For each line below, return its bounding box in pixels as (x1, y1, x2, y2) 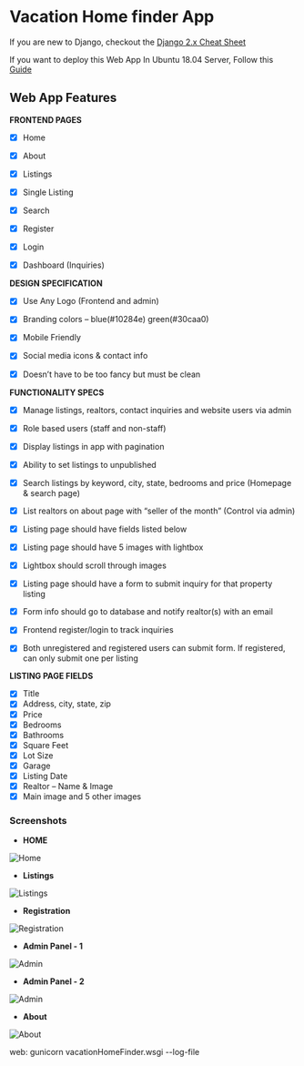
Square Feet (22, 739, 69, 750)
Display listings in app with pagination (22, 441, 165, 452)
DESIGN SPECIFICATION (9, 278, 103, 289)
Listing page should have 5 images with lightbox (22, 542, 204, 553)
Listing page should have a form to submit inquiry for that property (22, 578, 273, 589)
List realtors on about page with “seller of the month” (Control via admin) (22, 505, 296, 516)
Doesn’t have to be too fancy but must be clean (22, 369, 201, 380)
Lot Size (22, 749, 54, 761)
